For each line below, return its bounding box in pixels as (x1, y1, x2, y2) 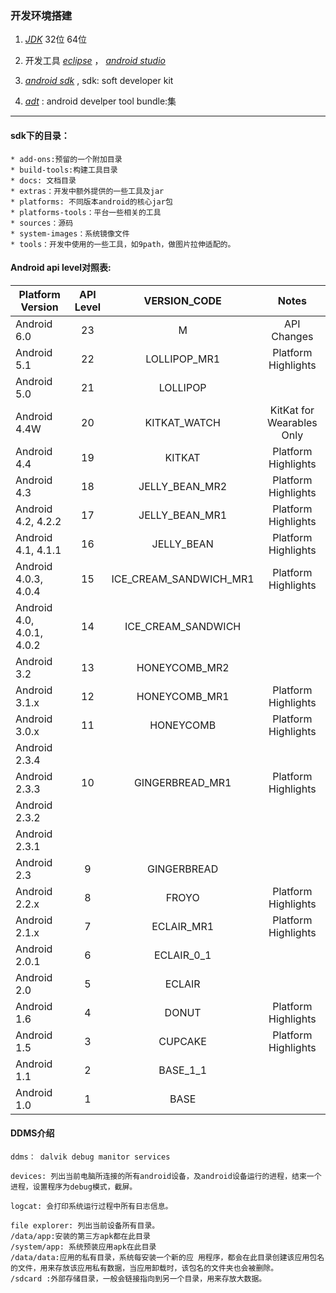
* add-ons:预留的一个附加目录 (10, 154, 123, 164)
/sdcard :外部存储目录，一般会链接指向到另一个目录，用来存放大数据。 (10, 1273, 267, 1284)
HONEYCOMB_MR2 (136, 660, 230, 674)
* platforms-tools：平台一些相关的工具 (10, 207, 162, 217)
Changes (271, 329, 314, 343)
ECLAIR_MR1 (151, 919, 215, 933)
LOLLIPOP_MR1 (145, 352, 221, 366)
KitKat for (269, 403, 315, 417)
